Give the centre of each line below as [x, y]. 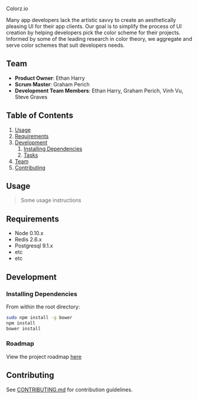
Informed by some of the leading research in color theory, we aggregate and [99, 39]
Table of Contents [40, 116]
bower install [24, 329]
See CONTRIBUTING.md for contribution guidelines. [69, 390]
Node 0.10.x [29, 233]
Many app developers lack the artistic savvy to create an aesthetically [91, 20]
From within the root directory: [43, 307]
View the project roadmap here [44, 356]
